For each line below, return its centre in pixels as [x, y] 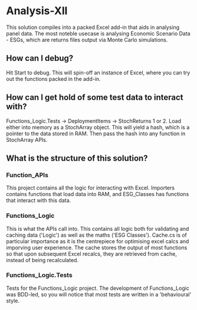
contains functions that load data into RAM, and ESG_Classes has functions [98, 194]
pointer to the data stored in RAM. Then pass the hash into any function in [96, 133]
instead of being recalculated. [42, 260]
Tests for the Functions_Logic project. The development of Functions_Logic [98, 288]
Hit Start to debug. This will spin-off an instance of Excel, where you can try [98, 73]
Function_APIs [27, 175]
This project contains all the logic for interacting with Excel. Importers [91, 188]
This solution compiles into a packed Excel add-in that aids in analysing [93, 27]
